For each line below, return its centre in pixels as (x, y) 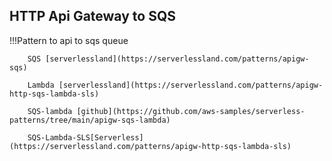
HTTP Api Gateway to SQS (92, 16)
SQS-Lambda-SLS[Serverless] (85, 137)
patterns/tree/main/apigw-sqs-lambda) (90, 120)
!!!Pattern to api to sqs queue (69, 40)
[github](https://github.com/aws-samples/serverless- (191, 111)
